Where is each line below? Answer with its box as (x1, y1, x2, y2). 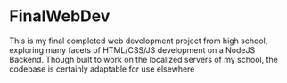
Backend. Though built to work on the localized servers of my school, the (9, 54, 278, 64)
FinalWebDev (9, 6, 111, 26)
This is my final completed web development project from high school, (9, 35, 268, 46)
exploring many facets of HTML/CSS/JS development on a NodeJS (9, 44, 256, 55)
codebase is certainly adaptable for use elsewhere (9, 64, 195, 74)
